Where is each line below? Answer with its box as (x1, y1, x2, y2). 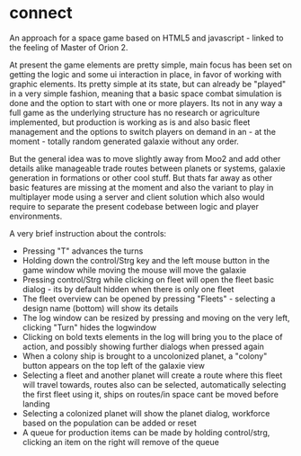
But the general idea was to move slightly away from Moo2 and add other (9, 153, 281, 164)
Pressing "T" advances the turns (22, 246, 144, 256)
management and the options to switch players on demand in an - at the (9, 126, 277, 137)
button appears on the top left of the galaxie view (22, 360, 205, 371)
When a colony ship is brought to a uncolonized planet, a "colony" (22, 350, 268, 362)
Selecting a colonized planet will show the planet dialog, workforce (22, 407, 270, 418)
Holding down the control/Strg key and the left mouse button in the (22, 255, 270, 265)
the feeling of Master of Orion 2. (9, 41, 128, 52)
